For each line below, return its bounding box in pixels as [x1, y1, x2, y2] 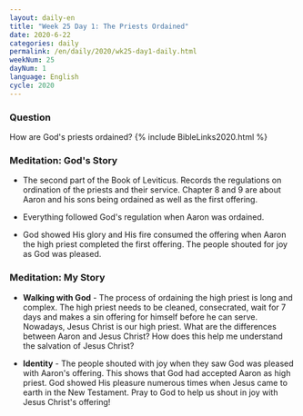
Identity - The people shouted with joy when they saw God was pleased [22, 358, 294, 369]
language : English [9, 73, 79, 82]
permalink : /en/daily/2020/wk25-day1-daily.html [9, 47, 197, 56]
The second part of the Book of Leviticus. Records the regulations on [22, 174, 282, 186]
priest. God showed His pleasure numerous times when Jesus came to [22, 377, 288, 388]
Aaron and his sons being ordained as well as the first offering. [22, 194, 258, 205]
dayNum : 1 [9, 64, 47, 74]
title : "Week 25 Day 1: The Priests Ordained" [9, 22, 189, 31]
